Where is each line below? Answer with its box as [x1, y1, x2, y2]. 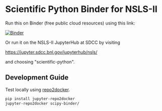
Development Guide [5, 73, 69, 82]
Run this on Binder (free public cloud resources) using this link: [5, 20, 135, 26]
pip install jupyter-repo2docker [5, 96, 75, 101]
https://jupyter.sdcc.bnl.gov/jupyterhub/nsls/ [5, 49, 98, 55]
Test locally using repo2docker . [5, 86, 70, 92]
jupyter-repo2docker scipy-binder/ [5, 101, 80, 106]
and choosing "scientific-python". [5, 58, 75, 64]
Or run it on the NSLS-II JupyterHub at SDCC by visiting [5, 39, 120, 45]
